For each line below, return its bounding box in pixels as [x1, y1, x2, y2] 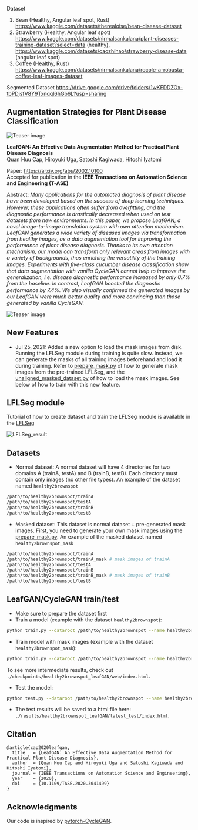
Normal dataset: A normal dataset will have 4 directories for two [15, 463, 170, 471]
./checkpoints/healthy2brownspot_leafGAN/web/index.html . [6, 673, 150, 680]
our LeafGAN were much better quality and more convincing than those [6, 293, 181, 300]
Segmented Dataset [6, 84, 55, 90]
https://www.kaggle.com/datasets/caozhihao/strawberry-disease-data [15, 48, 187, 55]
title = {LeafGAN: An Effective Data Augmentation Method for [12, 750, 173, 756]
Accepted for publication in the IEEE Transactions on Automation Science [6, 173, 187, 180]
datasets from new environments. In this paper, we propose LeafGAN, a [6, 217, 181, 224]
